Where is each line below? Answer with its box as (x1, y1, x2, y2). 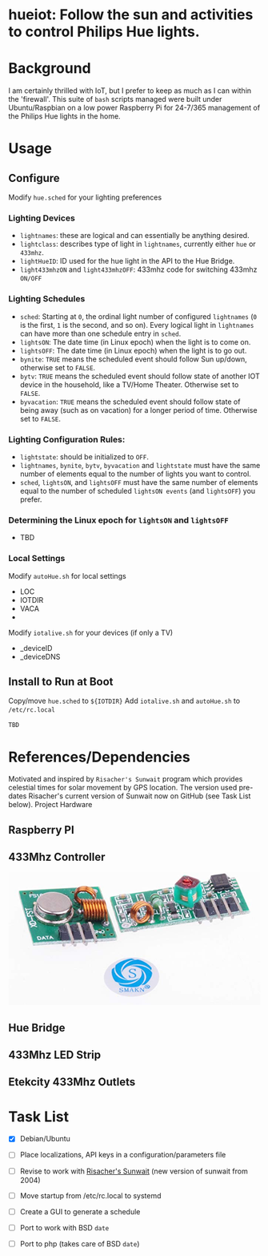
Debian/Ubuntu (19, 1134, 70, 1144)
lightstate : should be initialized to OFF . (19, 452, 150, 462)
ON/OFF (19, 275, 42, 283)
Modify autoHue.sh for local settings (8, 571, 126, 580)
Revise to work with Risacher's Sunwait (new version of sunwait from (19, 1166, 248, 1176)
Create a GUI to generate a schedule (19, 1206, 141, 1216)
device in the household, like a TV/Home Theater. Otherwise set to (19, 379, 239, 390)
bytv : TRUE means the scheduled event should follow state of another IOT (19, 371, 260, 381)
